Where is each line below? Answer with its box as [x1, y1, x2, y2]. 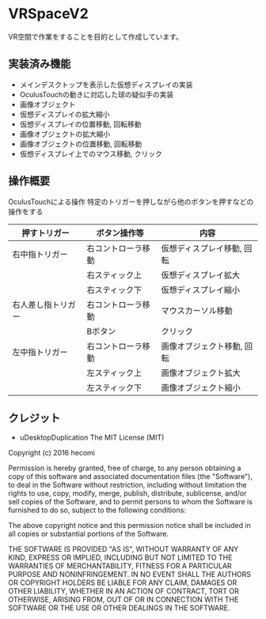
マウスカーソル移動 [161, 305, 233, 316]
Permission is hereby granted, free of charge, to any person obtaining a [8, 463, 241, 473]
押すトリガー [21, 227, 70, 238]
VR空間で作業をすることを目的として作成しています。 [8, 32, 184, 41]
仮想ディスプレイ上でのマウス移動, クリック [19, 149, 162, 158]
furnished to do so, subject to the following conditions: [8, 505, 186, 515]
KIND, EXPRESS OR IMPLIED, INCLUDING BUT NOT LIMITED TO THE [8, 553, 233, 562]
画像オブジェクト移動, [161, 341, 243, 352]
